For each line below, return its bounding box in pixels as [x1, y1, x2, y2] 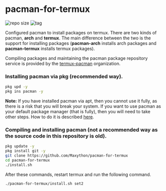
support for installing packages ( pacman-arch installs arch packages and [5, 40, 157, 46]
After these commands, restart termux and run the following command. [5, 171, 151, 178]
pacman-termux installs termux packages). [5, 45, 95, 51]
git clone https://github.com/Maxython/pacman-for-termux [5, 153, 128, 158]
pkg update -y [5, 144, 35, 149]
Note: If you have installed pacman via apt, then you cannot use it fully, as [5, 98, 158, 104]
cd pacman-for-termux [5, 158, 50, 163]
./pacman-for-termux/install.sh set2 [5, 181, 84, 186]
